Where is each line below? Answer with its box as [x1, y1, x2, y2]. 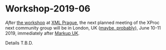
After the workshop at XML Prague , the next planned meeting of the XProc [5, 19, 160, 25]
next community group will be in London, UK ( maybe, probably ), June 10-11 [5, 24, 161, 30]
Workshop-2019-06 [5, 3, 91, 14]
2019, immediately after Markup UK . [5, 30, 79, 36]
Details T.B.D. [5, 39, 34, 45]
